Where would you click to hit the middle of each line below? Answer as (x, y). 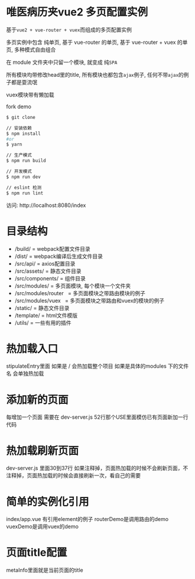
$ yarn (14, 145)
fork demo (19, 106)
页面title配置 (37, 553)
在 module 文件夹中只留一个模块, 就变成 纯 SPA (62, 62)
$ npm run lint (25, 193)
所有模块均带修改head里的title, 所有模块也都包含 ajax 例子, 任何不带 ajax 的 (95, 75)
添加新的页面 (38, 400)
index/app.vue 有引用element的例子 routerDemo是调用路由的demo (87, 519)
